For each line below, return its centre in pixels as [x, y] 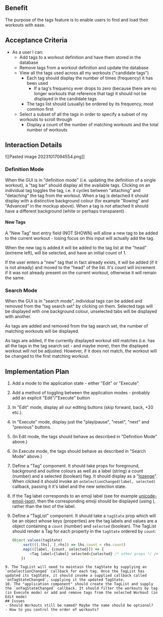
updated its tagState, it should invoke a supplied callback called [76, 576]
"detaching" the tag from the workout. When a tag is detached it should [77, 195]
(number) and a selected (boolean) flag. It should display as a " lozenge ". [85, 476]
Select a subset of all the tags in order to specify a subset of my [83, 114]
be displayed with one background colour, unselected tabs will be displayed [81, 311]
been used [37, 83]
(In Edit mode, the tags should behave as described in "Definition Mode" [84, 437]
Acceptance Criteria [36, 40]
